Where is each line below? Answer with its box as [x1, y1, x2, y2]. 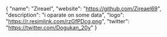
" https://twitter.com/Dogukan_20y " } [5, 24, 98, 31]
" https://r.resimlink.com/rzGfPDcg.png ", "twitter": [5, 18, 130, 24]
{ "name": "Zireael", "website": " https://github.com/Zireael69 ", [5, 5, 162, 12]
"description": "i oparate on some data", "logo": [5, 11, 125, 18]
